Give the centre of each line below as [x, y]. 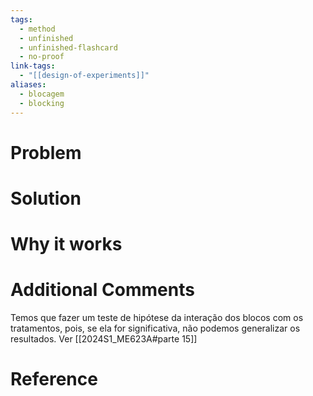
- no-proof [42, 57]
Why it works [66, 244]
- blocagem [42, 94]
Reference [54, 379]
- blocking [42, 103]
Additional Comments [102, 290]
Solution [46, 198]
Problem [46, 152]
